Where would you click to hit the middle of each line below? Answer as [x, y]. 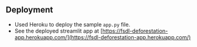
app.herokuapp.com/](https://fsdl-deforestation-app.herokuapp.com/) [102, 37]
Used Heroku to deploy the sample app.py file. [72, 24]
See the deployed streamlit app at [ [58, 31]
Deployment [29, 10]
